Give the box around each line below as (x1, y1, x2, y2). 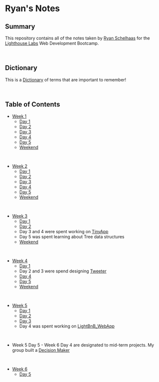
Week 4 (12, 257, 28, 263)
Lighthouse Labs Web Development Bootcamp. (5, 40, 99, 46)
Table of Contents (5, 100, 61, 109)
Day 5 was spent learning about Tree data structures (19, 234, 125, 239)
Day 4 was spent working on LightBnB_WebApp (19, 323, 115, 329)
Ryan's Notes (5, 3, 60, 14)
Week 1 (12, 113, 27, 119)
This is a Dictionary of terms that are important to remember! (5, 76, 127, 83)
